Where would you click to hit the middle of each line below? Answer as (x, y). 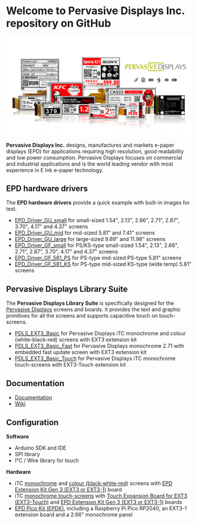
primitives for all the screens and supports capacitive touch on (82, 316)
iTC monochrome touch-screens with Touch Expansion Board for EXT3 (101, 496)
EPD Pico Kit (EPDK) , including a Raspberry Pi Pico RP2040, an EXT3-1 (101, 508)
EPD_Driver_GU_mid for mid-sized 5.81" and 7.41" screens (85, 233)
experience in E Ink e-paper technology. (55, 170)
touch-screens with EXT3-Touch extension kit (70, 365)
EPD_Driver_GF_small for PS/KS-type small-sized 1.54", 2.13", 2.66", (96, 245)
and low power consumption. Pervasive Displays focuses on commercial (94, 157)
